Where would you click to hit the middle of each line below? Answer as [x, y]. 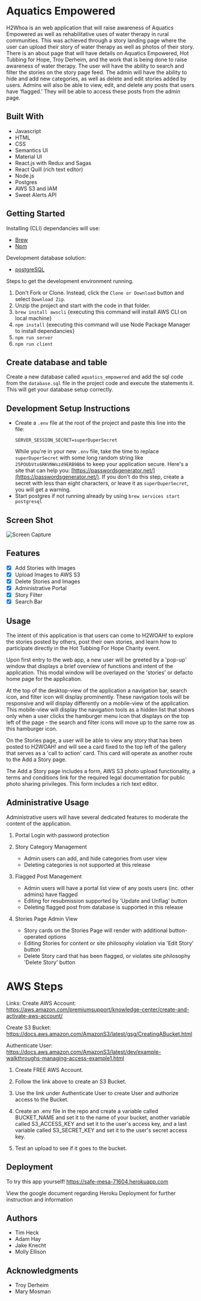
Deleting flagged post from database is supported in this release [103, 907]
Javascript [28, 131]
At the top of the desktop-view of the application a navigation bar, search [97, 690]
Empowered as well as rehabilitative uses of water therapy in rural [88, 34]
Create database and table [57, 362]
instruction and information [40, 1199]
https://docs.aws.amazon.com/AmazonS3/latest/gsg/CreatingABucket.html [99, 1033]
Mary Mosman [33, 1291]
